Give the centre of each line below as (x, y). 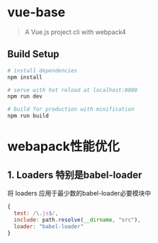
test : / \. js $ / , (36, 213)
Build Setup (33, 54)
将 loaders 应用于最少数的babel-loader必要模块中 (79, 193)
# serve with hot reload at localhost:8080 (73, 90)
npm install (25, 77)
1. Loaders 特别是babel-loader (75, 175)
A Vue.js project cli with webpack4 (75, 32)
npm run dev (25, 96)
